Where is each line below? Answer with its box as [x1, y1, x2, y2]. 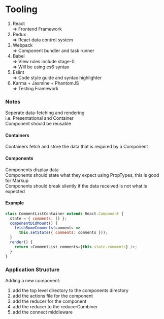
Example [5, 200, 24, 206]
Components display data [5, 167, 59, 173]
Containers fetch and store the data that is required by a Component [5, 144, 148, 150]
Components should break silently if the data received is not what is [5, 182, 147, 189]
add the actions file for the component [12, 293, 93, 299]
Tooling [5, 4, 38, 15]
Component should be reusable [5, 121, 71, 127]
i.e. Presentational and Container [5, 115, 74, 121]
